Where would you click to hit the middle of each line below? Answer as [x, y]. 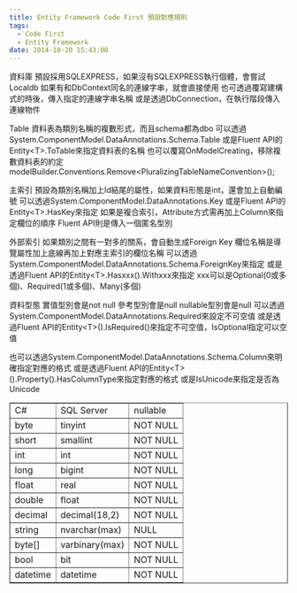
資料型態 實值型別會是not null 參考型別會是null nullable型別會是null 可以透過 [147, 305]
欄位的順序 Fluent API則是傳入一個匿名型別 [95, 223]
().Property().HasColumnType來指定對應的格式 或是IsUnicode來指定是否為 [145, 379]
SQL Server [84, 411]
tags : [19, 26]
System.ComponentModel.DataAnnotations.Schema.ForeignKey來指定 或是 [146, 264]
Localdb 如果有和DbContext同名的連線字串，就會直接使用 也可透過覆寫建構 [146, 88]
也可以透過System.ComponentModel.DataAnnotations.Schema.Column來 [142, 357]
